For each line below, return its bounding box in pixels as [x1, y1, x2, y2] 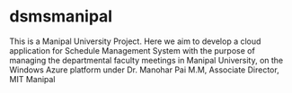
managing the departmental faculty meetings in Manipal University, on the [9, 55, 284, 65]
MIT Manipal [9, 73, 56, 84]
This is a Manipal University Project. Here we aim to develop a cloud [9, 36, 261, 46]
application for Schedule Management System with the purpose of [9, 45, 256, 55]
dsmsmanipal [9, 6, 113, 27]
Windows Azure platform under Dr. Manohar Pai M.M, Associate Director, [9, 64, 280, 75]
